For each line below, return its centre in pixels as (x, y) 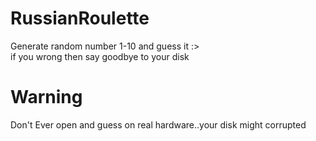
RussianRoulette (80, 18)
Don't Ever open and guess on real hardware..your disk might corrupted (158, 124)
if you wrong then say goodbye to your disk (100, 56)
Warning (46, 97)
